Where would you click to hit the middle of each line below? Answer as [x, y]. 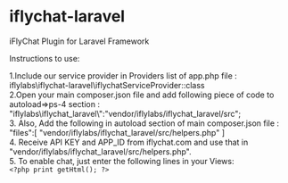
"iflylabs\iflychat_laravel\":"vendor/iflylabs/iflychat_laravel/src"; [125, 113]
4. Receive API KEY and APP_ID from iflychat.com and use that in [129, 142]
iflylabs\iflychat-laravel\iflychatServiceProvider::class [107, 85]
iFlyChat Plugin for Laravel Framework [79, 41]
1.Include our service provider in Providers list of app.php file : [123, 75]
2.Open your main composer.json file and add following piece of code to [142, 95]
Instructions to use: [45, 58]
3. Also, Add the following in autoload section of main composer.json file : [144, 123]
